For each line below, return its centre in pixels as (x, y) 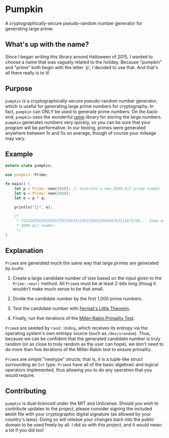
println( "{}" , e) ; (33, 207)
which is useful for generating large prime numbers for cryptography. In (79, 106)
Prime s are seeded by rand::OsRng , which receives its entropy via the (76, 328)
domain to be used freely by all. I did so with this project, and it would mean (83, 424)
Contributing (26, 391)
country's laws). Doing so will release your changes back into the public (80, 419)
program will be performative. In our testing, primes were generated (75, 128)
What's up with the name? (47, 45)
